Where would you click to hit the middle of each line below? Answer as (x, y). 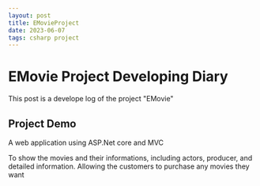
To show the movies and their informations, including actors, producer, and (130, 158)
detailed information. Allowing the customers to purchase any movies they (129, 166)
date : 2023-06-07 (37, 30)
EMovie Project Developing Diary (118, 77)
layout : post (30, 15)
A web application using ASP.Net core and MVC (86, 142)
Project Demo (42, 123)
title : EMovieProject (44, 23)
